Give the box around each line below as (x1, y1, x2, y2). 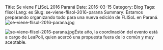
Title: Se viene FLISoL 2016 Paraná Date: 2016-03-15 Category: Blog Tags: (5, 4, 156, 10)
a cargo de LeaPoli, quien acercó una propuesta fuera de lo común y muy (5, 34, 154, 40)
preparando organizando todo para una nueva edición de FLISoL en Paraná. (5, 15, 159, 20)
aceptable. (5, 39, 27, 45)
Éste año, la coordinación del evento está (74, 29, 158, 34)
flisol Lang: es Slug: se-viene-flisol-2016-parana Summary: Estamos (5, 9, 143, 15)
